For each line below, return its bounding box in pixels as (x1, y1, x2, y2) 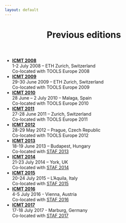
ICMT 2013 (12, 137, 36, 143)
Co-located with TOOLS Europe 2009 (12, 84, 90, 90)
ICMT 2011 (12, 105, 35, 111)
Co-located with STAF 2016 (12, 196, 69, 202)
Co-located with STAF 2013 (12, 148, 69, 154)
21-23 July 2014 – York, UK (12, 159, 68, 165)
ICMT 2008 (12, 57, 37, 63)
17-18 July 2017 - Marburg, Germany (12, 207, 88, 213)
